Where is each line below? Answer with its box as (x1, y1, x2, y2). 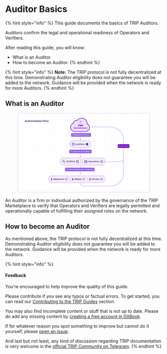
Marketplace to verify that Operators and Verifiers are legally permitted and (5, 203, 160, 209)
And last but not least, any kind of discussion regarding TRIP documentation (5, 338, 162, 344)
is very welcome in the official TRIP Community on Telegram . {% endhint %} (5, 344, 162, 350)
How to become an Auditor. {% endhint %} (12, 59, 101, 65)
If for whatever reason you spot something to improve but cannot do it (5, 323, 150, 329)
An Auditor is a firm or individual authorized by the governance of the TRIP (5, 198, 159, 204)
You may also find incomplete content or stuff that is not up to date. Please (5, 308, 159, 314)
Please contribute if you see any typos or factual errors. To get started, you (5, 293, 160, 299)
